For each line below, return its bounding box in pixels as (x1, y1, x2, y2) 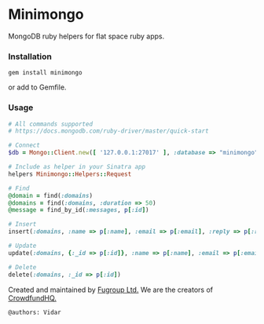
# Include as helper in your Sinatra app (8, 163, 146, 171)
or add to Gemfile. (8, 82, 67, 92)
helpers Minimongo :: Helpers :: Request (8, 170, 132, 178)
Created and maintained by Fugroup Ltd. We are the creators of (8, 285, 214, 294)
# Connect (8, 141, 41, 150)
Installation (8, 51, 53, 62)
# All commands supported (8, 120, 93, 128)
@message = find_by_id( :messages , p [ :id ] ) (8, 206, 149, 214)
